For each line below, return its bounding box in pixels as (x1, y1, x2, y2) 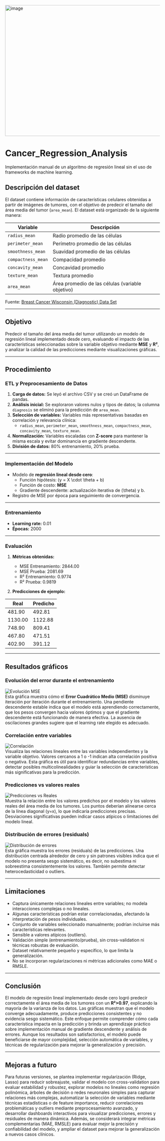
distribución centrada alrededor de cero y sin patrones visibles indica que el (5, 853, 159, 859)
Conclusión (5, 982, 41, 990)
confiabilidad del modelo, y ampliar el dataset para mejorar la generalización (5, 1126, 160, 1132)
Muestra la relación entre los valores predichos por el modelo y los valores (5, 798, 156, 804)
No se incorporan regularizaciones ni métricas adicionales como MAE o (12, 958, 157, 963)
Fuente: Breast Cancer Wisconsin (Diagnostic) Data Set (5, 299, 117, 304)
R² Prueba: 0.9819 (19, 579, 56, 585)
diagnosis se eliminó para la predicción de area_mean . (12, 407, 120, 413)
